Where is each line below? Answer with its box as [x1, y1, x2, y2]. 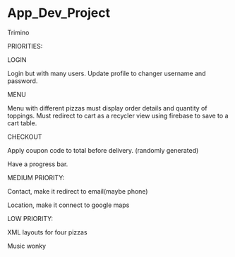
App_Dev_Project [7, 5, 111, 21]
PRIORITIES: [7, 42, 43, 50]
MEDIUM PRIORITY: [7, 173, 65, 182]
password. [7, 76, 38, 85]
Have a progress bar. [7, 160, 68, 168]
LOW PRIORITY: [7, 214, 54, 222]
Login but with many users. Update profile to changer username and [7, 69, 206, 77]
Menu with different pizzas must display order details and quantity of [7, 104, 207, 112]
